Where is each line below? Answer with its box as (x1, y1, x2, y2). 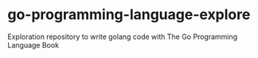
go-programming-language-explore (7, 6, 251, 24)
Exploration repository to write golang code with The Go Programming (7, 32, 238, 41)
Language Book (7, 40, 60, 49)
